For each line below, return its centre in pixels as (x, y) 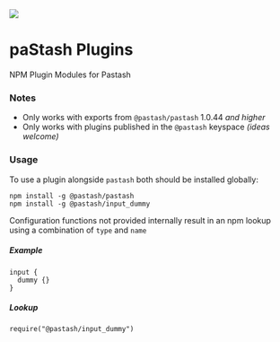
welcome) (41, 136)
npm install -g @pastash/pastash (72, 196)
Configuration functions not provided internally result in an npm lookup (140, 220)
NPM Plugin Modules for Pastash (70, 75)
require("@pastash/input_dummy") (72, 329)
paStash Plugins (71, 50)
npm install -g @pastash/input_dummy (80, 204)
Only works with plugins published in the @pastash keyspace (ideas (146, 127)
